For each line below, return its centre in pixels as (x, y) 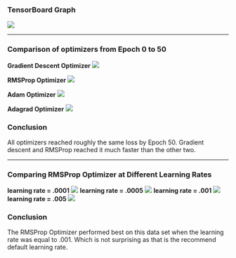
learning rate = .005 (37, 199)
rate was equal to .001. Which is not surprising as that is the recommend (112, 240)
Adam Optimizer (32, 94)
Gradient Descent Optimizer (49, 65)
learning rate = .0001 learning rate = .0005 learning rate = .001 (110, 191)
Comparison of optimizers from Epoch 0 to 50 (87, 49)
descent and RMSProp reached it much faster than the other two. (102, 149)
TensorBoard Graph (41, 10)
